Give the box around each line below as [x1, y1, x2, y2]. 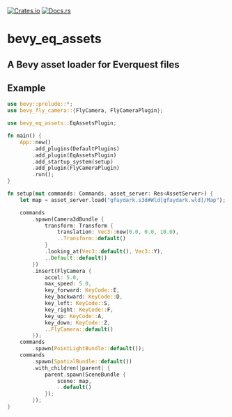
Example [7, 82, 46, 94]
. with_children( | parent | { [32, 364, 111, 372]
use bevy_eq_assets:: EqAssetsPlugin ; [7, 120, 117, 127]
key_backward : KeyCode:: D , [44, 293, 123, 301]
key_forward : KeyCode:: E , [44, 287, 120, 294]
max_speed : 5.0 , [44, 281, 92, 288]
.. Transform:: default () [56, 235, 127, 242]
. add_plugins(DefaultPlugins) [32, 145, 120, 152]
